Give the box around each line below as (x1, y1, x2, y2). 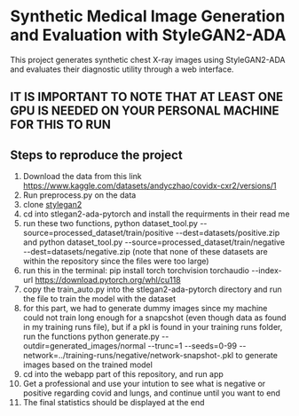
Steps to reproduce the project (10, 147, 183, 162)
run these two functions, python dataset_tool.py (22, 218, 199, 229)
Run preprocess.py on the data (22, 190, 137, 200)
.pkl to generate (219, 350, 279, 361)
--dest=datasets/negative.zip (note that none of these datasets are (22, 247, 269, 257)
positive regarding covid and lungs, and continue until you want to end (22, 388, 280, 398)
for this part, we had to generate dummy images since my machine (22, 303, 268, 314)
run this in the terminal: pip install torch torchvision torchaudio (22, 265, 250, 276)
